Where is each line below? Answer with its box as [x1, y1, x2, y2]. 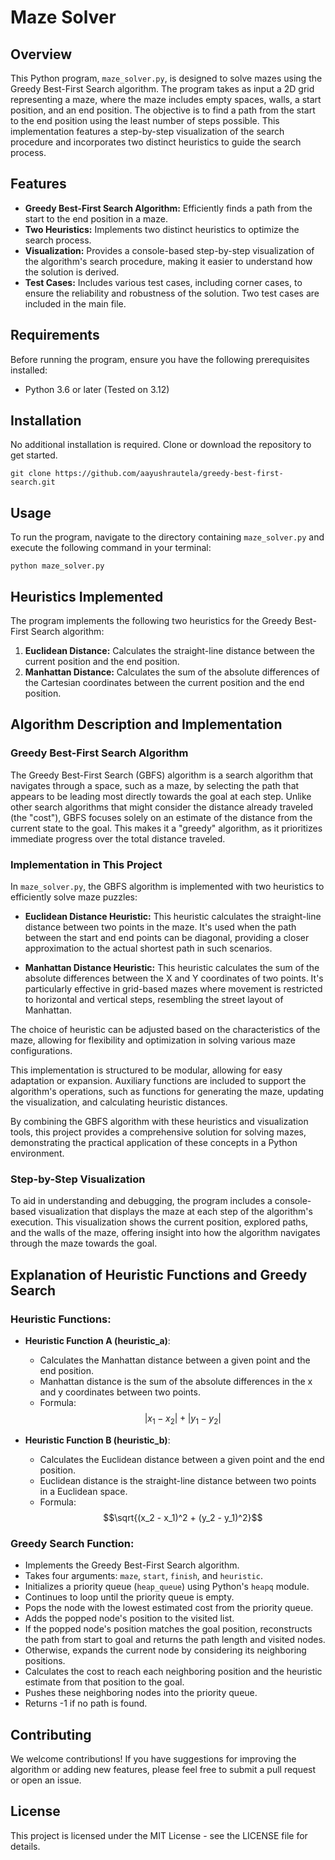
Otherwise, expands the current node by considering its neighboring [24, 1644, 307, 1656]
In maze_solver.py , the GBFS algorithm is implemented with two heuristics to [10, 881, 325, 893]
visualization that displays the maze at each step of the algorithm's [38, 1206, 313, 1218]
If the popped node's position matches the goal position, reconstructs [24, 1623, 313, 1635]
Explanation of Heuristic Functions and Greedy [10, 1266, 308, 1283]
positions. [24, 1655, 66, 1667]
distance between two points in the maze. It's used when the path [24, 921, 297, 933]
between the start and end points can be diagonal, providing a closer [24, 932, 310, 944]
